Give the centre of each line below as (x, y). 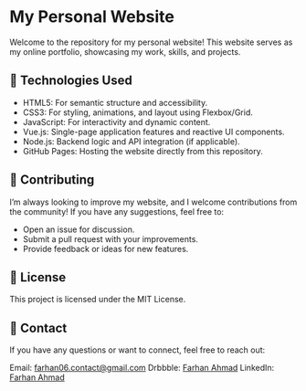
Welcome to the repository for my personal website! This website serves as (151, 42)
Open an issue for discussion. (79, 229)
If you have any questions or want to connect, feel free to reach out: (137, 350)
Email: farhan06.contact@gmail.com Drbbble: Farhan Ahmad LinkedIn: (142, 368)
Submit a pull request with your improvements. (111, 238)
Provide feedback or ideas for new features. (106, 248)
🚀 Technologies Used (71, 81)
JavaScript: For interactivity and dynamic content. (116, 122)
